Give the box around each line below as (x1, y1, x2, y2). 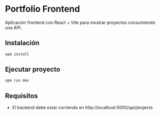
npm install (5, 52, 29, 57)
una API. (5, 24, 22, 30)
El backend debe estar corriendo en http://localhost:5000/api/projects (12, 105, 153, 111)
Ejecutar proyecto (5, 65, 61, 74)
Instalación (5, 39, 40, 47)
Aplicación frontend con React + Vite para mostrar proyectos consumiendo (5, 19, 156, 25)
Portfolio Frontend (5, 3, 80, 15)
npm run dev (5, 78, 29, 83)
